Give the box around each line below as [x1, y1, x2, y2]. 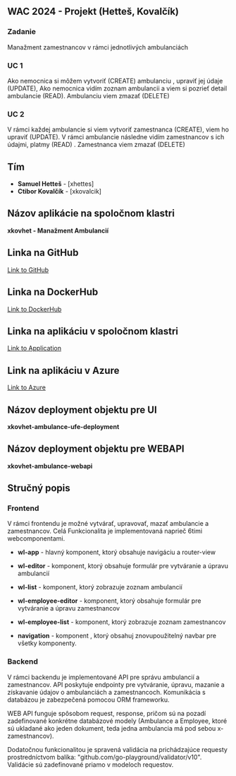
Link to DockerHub [7, 305, 62, 313]
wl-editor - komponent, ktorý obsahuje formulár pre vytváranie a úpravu [17, 562, 229, 570]
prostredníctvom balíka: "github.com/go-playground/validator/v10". [7, 753, 202, 761]
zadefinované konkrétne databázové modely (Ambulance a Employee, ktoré [7, 717, 228, 725]
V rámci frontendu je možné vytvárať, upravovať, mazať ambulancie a [7, 519, 209, 528]
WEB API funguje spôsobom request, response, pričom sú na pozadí [7, 709, 206, 717]
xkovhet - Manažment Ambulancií [7, 226, 109, 235]
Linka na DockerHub [7, 286, 99, 298]
